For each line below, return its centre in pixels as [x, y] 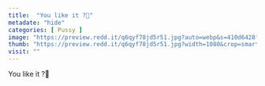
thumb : [19, 45]
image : [19, 37]
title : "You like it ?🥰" [50, 15]
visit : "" [24, 52]
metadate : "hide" [37, 23]
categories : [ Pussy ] [45, 30]
